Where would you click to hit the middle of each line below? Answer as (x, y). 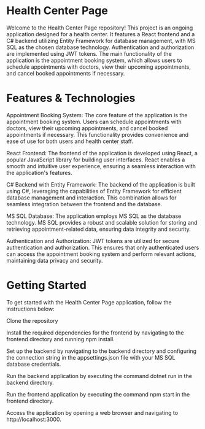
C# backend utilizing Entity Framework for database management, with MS (101, 41)
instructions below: (30, 309)
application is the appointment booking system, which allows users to (94, 60)
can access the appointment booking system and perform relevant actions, (101, 254)
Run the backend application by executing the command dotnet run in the (99, 376)
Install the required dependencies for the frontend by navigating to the (95, 333)
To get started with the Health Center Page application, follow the (89, 302)
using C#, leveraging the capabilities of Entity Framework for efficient (94, 191)
